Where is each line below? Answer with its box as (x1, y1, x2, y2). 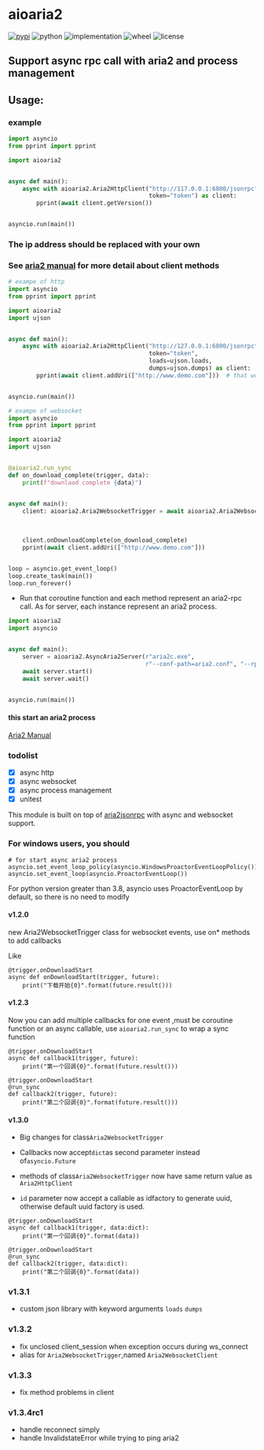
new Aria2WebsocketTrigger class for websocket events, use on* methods (8, 927, 251, 937)
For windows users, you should (8, 838, 130, 849)
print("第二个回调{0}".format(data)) (22, 1268, 140, 1276)
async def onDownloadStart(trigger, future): (8, 973, 159, 981)
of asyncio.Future (19, 1156, 76, 1165)
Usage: (8, 93, 45, 107)
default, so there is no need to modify (8, 892, 130, 901)
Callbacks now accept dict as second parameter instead (19, 1148, 200, 1157)
